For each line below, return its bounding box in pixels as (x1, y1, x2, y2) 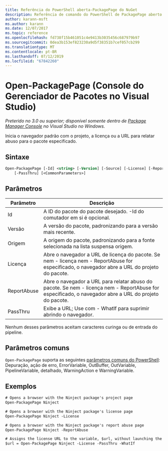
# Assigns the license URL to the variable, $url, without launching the (5, 436, 162, 441)
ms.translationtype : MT (5, 45, 55, 50)
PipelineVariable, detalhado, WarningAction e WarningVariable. (5, 367, 134, 373)
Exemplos (5, 382, 36, 390)
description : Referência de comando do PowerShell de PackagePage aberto (5, 12, 162, 17)
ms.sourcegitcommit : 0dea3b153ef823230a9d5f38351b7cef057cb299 (5, 40, 140, 45)
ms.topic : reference (5, 31, 48, 36)
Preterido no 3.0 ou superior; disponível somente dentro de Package (5, 118, 146, 124)
